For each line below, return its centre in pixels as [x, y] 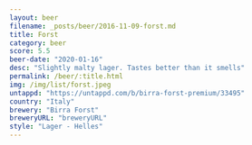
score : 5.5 [30, 51]
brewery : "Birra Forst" [54, 110]
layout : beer [34, 18]
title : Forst [34, 34]
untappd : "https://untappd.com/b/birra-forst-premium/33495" [127, 93]
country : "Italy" [42, 101]
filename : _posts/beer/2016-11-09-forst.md [93, 26]
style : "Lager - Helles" [56, 127]
